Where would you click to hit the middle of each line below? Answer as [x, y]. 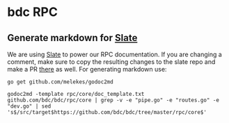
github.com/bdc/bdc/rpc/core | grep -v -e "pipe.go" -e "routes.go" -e [113, 100]
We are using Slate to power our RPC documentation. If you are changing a [115, 54]
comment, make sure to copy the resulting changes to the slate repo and [111, 62]
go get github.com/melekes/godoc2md [60, 82]
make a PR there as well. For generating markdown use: [87, 69]
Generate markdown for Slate [72, 38]
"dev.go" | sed [29, 106]
